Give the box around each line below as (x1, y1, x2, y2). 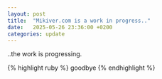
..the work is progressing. (7, 50, 82, 58)
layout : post (7, 10, 46, 18)
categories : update (7, 30, 65, 38)
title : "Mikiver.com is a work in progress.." (7, 17, 151, 24)
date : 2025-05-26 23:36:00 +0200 (7, 23, 113, 31)
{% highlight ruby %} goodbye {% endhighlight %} (7, 63, 156, 72)
